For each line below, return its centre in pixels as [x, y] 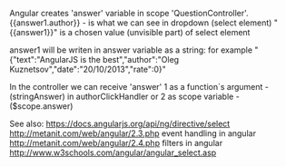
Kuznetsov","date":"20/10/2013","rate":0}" [88, 69]
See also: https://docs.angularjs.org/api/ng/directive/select [120, 123]
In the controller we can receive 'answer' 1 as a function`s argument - [139, 87]
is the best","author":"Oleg [130, 59]
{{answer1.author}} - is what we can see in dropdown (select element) [141, 23]
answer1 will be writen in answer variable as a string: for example [131, 50]
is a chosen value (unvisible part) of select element [155, 32]
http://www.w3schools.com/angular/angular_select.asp [113, 152]
